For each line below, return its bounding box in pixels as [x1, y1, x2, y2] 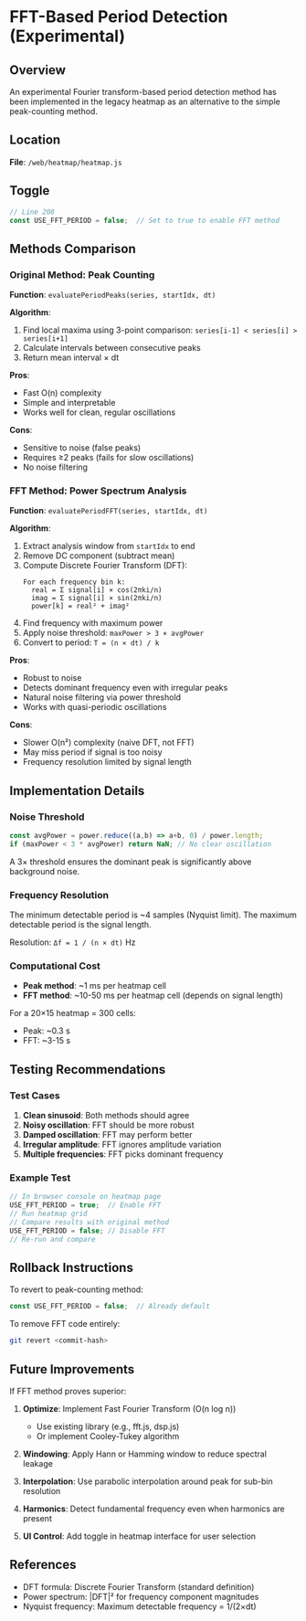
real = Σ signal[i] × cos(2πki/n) [31, 586, 163, 595]
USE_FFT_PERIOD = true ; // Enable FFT [9, 1201, 162, 1210]
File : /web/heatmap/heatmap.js [9, 156, 122, 167]
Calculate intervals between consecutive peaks [22, 343, 201, 354]
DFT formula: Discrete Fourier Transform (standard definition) [22, 1581, 255, 1592]
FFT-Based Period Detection [9, 6, 228, 27]
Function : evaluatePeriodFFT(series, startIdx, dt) [9, 505, 208, 516]
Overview [9, 62, 67, 78]
